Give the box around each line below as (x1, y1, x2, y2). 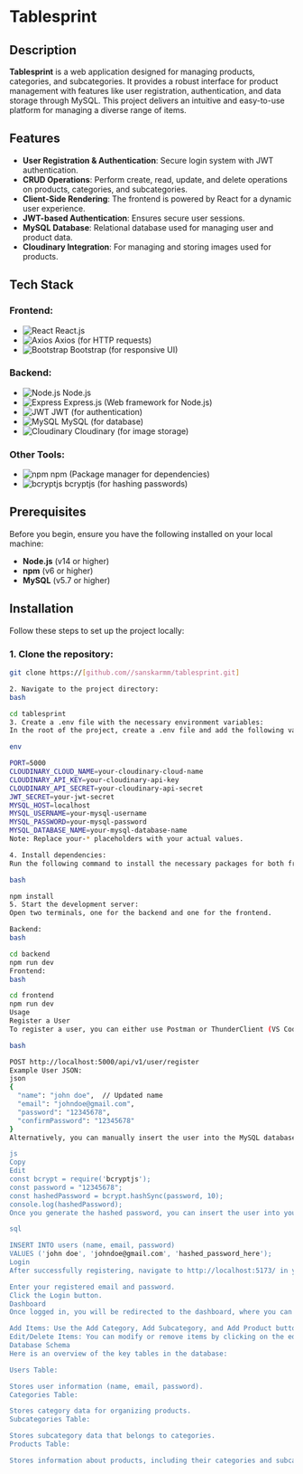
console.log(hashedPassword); (9, 1200, 124, 1209)
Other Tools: (9, 448, 65, 460)
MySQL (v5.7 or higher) (22, 574, 111, 585)
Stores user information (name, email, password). (9, 1382, 204, 1391)
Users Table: (9, 1365, 59, 1375)
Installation (9, 601, 74, 617)
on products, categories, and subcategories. (22, 184, 188, 194)
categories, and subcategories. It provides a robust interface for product (9, 76, 279, 87)
